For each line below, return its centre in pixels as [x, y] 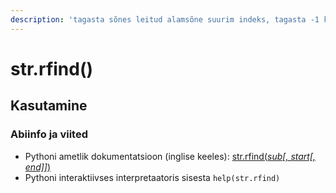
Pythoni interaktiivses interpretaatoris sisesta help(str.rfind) [152, 177]
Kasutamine [49, 106]
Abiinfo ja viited [49, 134]
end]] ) [38, 167]
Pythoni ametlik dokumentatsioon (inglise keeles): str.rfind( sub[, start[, [170, 156]
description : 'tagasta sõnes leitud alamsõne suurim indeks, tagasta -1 [165, 19]
